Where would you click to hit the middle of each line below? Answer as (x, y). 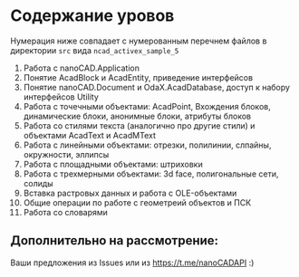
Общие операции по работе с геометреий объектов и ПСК (137, 202)
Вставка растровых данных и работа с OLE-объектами (130, 193)
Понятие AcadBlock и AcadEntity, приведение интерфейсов (138, 77)
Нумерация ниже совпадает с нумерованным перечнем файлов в (139, 41)
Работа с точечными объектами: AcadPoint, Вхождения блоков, (147, 106)
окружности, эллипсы (66, 154)
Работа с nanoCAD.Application (81, 68)
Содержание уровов (92, 16)
